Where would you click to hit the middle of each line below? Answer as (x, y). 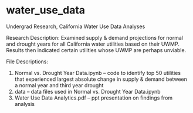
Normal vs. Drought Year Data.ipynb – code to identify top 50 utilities (97, 73)
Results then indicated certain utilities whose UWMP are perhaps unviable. (96, 50)
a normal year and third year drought (59, 85)
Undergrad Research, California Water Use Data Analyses (76, 26)
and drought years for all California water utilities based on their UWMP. (93, 44)
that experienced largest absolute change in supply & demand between (101, 79)
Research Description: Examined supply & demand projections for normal (95, 37)
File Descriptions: (27, 61)
